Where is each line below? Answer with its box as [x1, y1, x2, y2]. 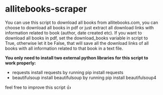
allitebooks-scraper [5, 3, 87, 15]
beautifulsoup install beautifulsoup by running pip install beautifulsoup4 [12, 75, 157, 80]
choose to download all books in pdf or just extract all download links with [5, 24, 154, 30]
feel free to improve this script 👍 [5, 84, 71, 90]
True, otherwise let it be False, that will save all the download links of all [5, 40, 149, 46]
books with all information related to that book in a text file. [5, 45, 123, 51]
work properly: [5, 60, 36, 66]
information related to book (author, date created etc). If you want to [5, 30, 143, 36]
